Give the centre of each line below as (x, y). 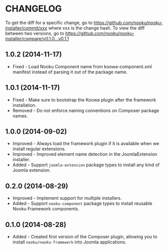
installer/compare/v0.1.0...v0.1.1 (37, 39)
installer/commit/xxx (26, 28)
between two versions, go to (35, 33)
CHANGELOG (33, 9)
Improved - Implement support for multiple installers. (67, 198)
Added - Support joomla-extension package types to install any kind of (86, 165)
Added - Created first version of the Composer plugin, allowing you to (85, 237)
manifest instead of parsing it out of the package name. (70, 72)
